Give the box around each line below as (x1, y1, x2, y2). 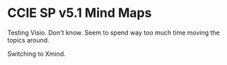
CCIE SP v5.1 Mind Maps (7, 5, 152, 21)
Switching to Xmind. (7, 49, 66, 58)
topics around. (7, 35, 50, 44)
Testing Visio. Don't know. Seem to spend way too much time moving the (7, 28, 221, 37)
